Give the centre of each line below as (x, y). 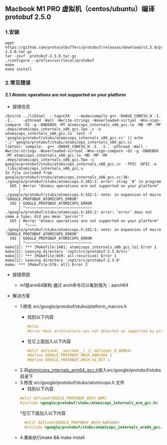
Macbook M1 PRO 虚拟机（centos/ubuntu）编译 (80, 9)
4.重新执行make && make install (52, 437)
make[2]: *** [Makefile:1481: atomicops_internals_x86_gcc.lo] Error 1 (81, 247)
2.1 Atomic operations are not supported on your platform (66, 95)
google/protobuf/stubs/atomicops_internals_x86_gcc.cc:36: (68, 177)
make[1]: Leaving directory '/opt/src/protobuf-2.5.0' (63, 260)
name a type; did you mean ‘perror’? (44, 216)
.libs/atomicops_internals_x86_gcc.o (44, 168)
